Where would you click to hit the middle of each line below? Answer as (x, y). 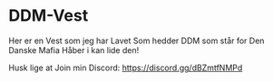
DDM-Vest (49, 16)
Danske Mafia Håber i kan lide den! (74, 50)
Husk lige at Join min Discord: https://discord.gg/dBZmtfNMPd (126, 68)
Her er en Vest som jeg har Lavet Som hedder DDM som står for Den (136, 41)
